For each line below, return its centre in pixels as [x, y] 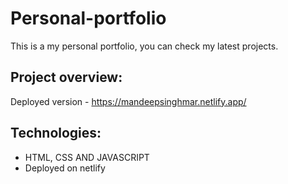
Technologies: [56, 133]
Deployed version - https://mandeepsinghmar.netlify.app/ [128, 101]
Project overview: [66, 77]
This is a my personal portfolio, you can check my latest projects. [144, 46]
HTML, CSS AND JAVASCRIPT [87, 157]
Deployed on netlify [65, 168]
